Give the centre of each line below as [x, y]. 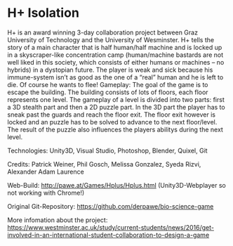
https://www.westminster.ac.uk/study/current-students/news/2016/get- [111, 227]
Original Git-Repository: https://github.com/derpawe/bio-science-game [111, 206]
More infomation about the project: [58, 220]
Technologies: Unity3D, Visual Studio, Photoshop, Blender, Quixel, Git [108, 150]
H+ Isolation [43, 13]
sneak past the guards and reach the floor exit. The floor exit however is [112, 115]
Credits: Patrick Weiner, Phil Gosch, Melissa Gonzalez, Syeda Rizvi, [104, 164]
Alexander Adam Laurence [46, 171]
